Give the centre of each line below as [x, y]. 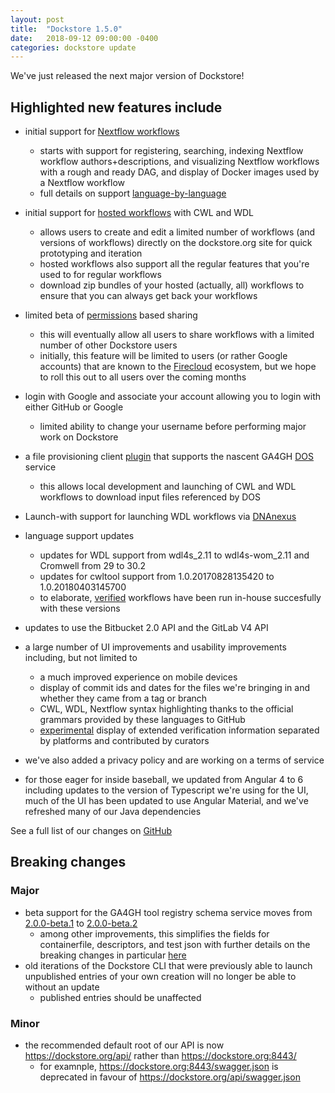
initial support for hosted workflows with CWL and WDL [139, 213]
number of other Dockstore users [108, 345]
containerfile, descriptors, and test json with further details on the [175, 944]
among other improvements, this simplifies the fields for [154, 933]
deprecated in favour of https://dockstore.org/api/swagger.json [170, 1077]
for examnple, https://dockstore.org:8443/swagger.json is [159, 1067]
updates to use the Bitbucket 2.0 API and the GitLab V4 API [146, 628]
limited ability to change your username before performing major [173, 427]
